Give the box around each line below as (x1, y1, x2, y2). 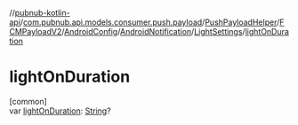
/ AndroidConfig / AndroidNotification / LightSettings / (60, 27, 246, 36)
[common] (9, 96, 47, 106)
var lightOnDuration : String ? (9, 105, 111, 116)
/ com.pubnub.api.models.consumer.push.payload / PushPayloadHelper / (20, 17, 280, 27)
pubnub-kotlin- (14, 8, 70, 18)
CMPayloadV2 (9, 27, 62, 36)
